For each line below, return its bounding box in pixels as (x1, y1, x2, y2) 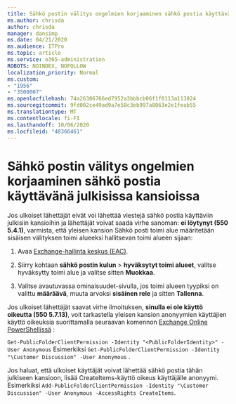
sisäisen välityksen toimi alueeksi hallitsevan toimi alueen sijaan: (7, 233, 193, 242)
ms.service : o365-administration (7, 56, 105, 63)
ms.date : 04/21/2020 (7, 37, 68, 44)
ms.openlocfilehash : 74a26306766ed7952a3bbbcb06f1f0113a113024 (7, 96, 197, 103)
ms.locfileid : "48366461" (7, 128, 83, 135)
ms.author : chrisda (7, 17, 65, 24)
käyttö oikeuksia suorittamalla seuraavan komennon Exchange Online (7, 318, 209, 327)
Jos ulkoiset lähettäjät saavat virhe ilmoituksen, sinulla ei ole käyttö (7, 303, 204, 311)
